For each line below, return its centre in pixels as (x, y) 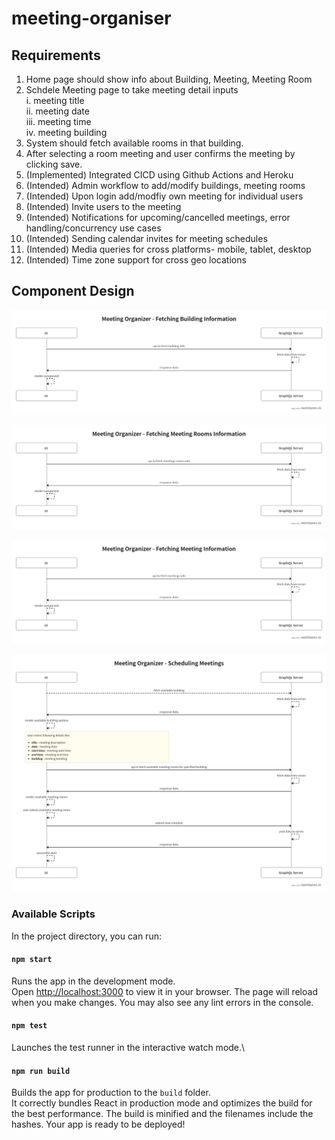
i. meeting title (55, 100)
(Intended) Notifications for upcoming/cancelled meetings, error (158, 217)
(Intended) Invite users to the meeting (103, 206)
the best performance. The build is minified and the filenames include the (162, 1114)
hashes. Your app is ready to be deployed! (98, 1124)
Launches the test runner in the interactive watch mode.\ (128, 1048)
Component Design (73, 291)
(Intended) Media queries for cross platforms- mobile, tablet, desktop (168, 249)
